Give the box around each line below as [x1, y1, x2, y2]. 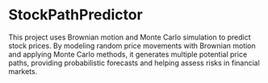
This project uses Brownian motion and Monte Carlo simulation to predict [8, 32, 252, 42]
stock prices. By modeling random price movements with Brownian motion [8, 40, 256, 50]
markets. [8, 66, 38, 76]
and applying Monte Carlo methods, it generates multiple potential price [8, 49, 248, 59]
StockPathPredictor [8, 6, 143, 24]
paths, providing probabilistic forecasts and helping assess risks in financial [8, 58, 260, 68]
